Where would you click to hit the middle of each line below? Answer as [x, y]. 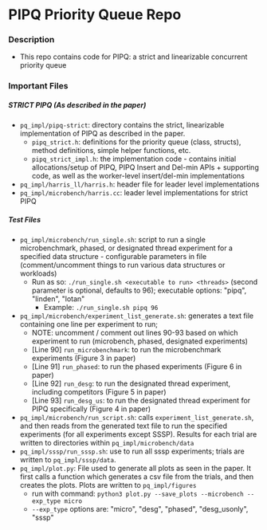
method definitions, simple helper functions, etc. [111, 151]
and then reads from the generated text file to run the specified [124, 426]
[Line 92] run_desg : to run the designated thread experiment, [131, 383]
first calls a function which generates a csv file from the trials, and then [137, 477]
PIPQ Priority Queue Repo [95, 15]
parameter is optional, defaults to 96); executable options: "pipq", [139, 291]
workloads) [38, 273]
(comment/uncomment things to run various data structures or [122, 265]
